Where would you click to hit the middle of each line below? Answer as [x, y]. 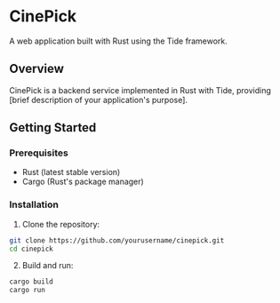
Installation [34, 204]
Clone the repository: [61, 224]
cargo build [31, 282]
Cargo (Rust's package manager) [83, 182]
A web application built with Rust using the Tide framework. [119, 41]
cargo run [28, 291]
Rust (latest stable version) [71, 172]
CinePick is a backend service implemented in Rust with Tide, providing [140, 90]
